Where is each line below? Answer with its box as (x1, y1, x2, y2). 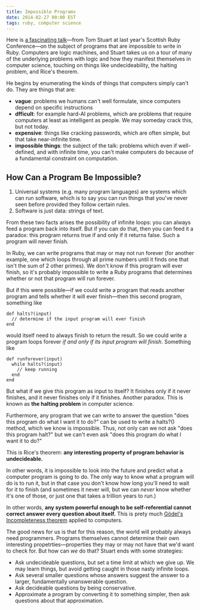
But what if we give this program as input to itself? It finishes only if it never (6, 387, 191, 395)
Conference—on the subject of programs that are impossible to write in (6, 43, 181, 50)
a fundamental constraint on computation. (14, 155, 118, 162)
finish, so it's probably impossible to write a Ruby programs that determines (6, 269, 192, 276)
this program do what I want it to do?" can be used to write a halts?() (6, 418, 175, 426)
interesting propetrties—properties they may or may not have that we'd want (6, 541, 195, 548)
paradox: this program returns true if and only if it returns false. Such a (6, 232, 180, 239)
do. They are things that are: (6, 86, 76, 93)
